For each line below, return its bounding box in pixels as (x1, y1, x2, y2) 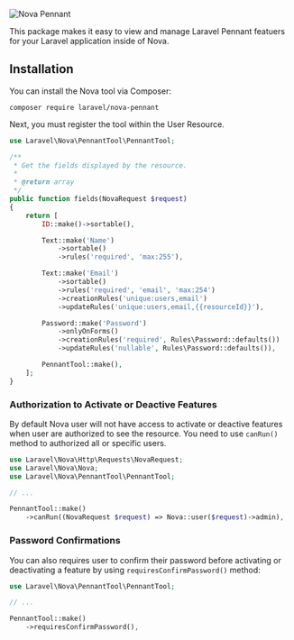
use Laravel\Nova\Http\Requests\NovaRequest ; (9, 455, 183, 464)
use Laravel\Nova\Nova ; (9, 463, 99, 472)
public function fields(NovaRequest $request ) (9, 195, 188, 204)
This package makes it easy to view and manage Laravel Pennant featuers (9, 26, 286, 36)
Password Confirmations (9, 535, 121, 547)
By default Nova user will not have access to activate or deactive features (9, 418, 283, 429)
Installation (9, 61, 74, 77)
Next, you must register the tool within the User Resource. (9, 118, 225, 130)
